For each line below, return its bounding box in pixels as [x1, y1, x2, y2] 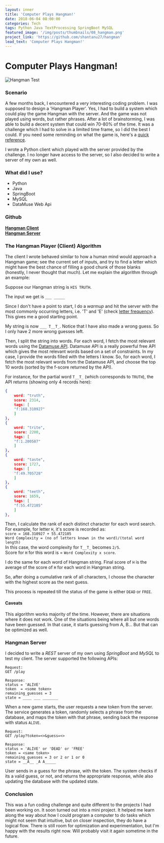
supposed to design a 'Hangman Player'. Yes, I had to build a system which [5, 105, 158, 111]
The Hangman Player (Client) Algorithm [5, 242, 101, 249]
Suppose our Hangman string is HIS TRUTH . [5, 284, 92, 290]
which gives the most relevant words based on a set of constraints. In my [5, 348, 154, 354]
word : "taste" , [14, 457, 45, 462]
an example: [5, 274, 30, 280]
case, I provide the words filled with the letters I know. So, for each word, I [5, 353, 156, 360]
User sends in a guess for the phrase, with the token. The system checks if [5, 768, 157, 774]
